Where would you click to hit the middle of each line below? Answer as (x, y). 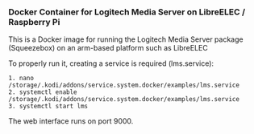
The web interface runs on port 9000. (71, 121)
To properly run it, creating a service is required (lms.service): (111, 63)
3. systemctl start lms (48, 107)
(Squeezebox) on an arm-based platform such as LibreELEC (108, 48)
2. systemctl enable (43, 92)
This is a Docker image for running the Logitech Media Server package (126, 39)
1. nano (21, 79)
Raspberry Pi (34, 22)
